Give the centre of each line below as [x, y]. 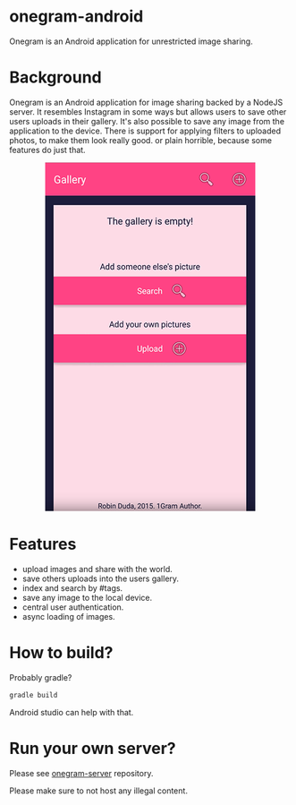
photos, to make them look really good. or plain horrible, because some [141, 140]
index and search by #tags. [72, 587]
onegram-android [76, 17]
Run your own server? [93, 748]
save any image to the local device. [87, 597]
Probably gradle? [41, 677]
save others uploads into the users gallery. [101, 578]
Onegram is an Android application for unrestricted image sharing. [131, 41]
